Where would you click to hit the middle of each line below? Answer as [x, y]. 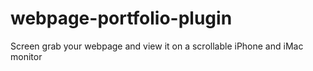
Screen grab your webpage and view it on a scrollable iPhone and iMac [157, 46]
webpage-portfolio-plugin [121, 18]
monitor [26, 56]
